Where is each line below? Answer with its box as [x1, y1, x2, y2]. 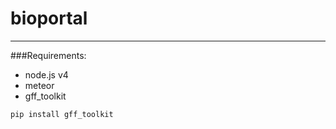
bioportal [10, 7, 88, 30]
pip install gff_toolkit [10, 109, 114, 119]
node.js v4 [24, 68, 69, 81]
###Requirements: [10, 49, 87, 61]
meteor [24, 79, 55, 91]
